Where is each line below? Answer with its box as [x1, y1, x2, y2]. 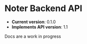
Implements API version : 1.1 [11, 24, 68, 29]
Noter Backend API [4, 3, 83, 14]
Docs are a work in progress [4, 33, 61, 39]
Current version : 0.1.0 [11, 19, 56, 25]
